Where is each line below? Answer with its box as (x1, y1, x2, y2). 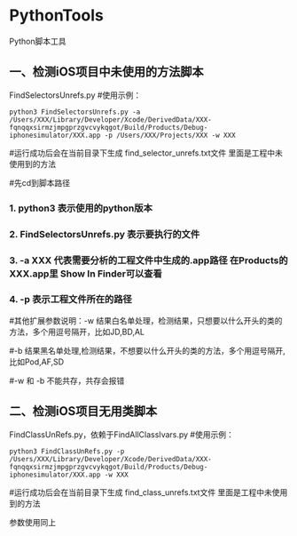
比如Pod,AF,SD (9, 356, 65, 367)
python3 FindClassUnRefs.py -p (9, 446, 125, 456)
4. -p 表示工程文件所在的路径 (9, 293, 133, 306)
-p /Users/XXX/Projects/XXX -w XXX (104, 131, 237, 140)
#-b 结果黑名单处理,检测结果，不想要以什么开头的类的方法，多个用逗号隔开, (9, 345, 285, 356)
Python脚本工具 (9, 36, 66, 46)
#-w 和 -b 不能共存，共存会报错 (9, 375, 125, 386)
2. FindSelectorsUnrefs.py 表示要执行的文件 (9, 228, 200, 240)
